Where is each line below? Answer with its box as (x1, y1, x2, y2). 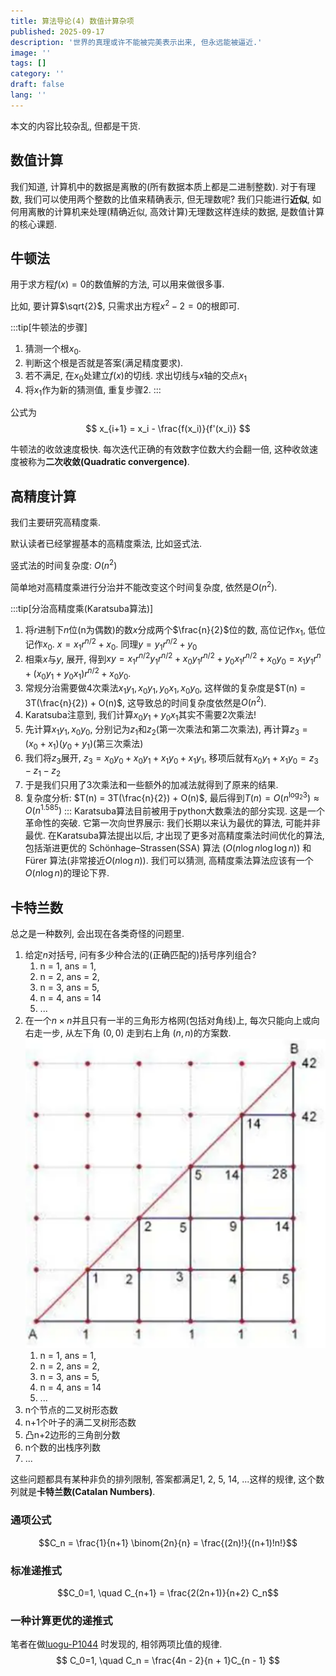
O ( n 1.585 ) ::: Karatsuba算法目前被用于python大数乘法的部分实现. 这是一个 (24, 803, 325, 817)
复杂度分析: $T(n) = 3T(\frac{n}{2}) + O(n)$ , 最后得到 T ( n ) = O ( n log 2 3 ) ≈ (24, 790, 320, 804)
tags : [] (10, 58, 47, 69)
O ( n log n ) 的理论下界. (24, 867, 110, 879)
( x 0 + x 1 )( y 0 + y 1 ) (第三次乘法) (24, 737, 144, 752)
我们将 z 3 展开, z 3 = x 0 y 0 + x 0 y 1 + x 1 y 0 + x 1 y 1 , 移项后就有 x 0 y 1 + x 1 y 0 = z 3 (24, 751, 319, 766)
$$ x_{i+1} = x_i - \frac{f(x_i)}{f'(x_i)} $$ (85, 423, 251, 435)
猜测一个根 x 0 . (24, 343, 82, 357)
